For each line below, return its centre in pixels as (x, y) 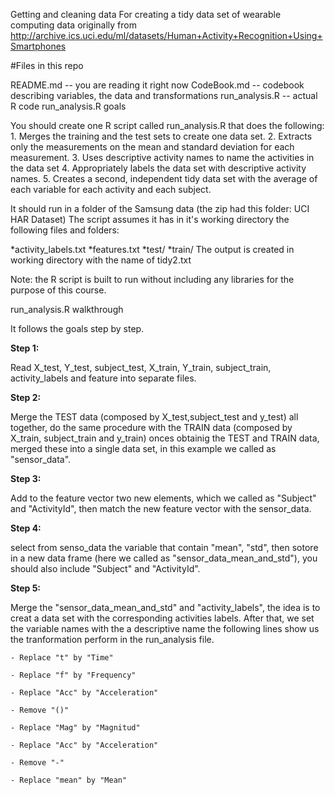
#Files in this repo (47, 65)
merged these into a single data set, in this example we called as (143, 448)
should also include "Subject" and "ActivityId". (105, 568)
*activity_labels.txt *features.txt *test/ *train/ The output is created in (152, 249)
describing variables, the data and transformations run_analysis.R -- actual (164, 95)
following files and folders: (65, 230)
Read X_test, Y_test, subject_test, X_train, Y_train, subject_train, (141, 367)
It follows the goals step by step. (77, 328)
